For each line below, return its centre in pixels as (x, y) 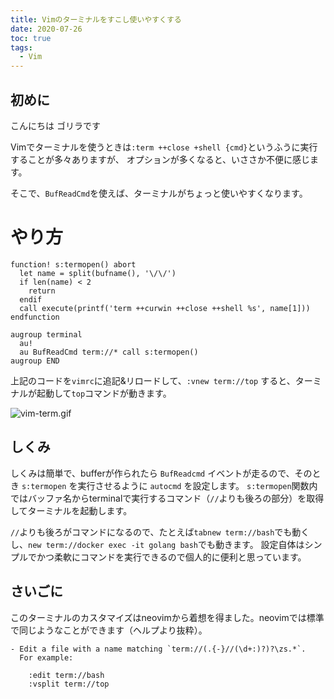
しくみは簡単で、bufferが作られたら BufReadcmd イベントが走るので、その (161, 473)
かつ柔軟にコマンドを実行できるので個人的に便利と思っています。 (171, 557)
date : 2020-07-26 (46, 29)
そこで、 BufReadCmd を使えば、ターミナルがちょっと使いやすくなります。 (159, 193)
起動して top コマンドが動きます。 (104, 393)
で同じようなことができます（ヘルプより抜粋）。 (109, 630)
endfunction (35, 317)
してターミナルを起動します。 (71, 510)
